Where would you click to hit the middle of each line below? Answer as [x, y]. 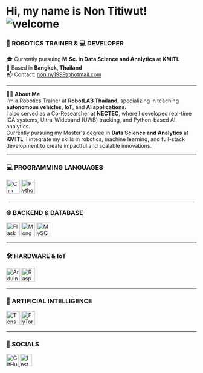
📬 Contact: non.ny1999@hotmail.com [54, 74]
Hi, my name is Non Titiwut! [77, 11]
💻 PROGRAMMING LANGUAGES [55, 168]
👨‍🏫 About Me [23, 94]
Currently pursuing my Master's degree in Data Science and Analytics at [97, 133]
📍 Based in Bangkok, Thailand [44, 68]
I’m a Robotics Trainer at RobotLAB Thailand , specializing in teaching [93, 101]
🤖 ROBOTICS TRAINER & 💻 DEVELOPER [65, 44]
